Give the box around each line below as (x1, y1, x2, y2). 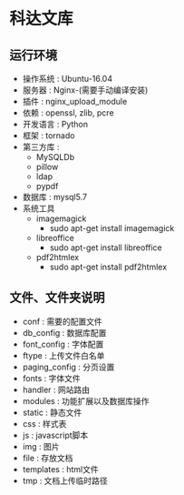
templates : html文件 (22, 463, 99, 474)
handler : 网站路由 (22, 384, 91, 395)
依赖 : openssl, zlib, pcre (22, 107, 115, 118)
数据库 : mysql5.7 (22, 192, 88, 202)
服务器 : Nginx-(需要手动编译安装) (22, 85, 149, 96)
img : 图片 (22, 440, 60, 451)
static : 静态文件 (22, 407, 82, 418)
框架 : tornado (22, 130, 75, 141)
